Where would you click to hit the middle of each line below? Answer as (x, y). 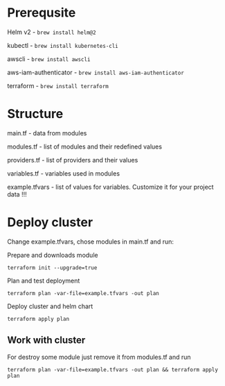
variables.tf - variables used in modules (63, 173)
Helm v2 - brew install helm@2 (52, 32)
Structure (35, 114)
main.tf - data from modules (47, 133)
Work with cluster (46, 341)
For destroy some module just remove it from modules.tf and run (99, 357)
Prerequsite (42, 13)
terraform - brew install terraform (58, 85)
